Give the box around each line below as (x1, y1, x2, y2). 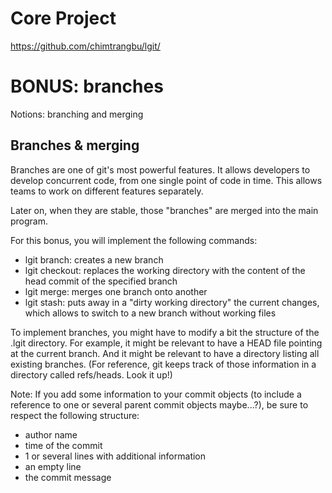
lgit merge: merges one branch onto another (24, 285, 208, 297)
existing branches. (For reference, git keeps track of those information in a (10, 358, 317, 370)
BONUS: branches (10, 75, 164, 98)
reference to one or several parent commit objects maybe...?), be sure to (10, 398, 309, 411)
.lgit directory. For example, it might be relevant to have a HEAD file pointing (10, 337, 323, 349)
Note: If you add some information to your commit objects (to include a (10, 388, 302, 400)
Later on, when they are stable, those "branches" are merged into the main (10, 204, 319, 216)
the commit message (24, 471, 112, 483)
